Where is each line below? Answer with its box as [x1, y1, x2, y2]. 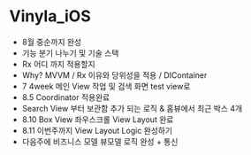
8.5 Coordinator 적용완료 [21, 91, 110, 103]
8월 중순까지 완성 [21, 36, 82, 47]
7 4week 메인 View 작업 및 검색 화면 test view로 [21, 81, 191, 91]
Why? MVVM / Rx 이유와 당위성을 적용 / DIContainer [21, 69, 208, 81]
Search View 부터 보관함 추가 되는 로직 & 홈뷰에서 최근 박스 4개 [21, 103, 243, 113]
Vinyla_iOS [9, 6, 91, 27]
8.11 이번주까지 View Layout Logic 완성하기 [21, 125, 173, 136]
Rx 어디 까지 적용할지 [21, 58, 95, 69]
